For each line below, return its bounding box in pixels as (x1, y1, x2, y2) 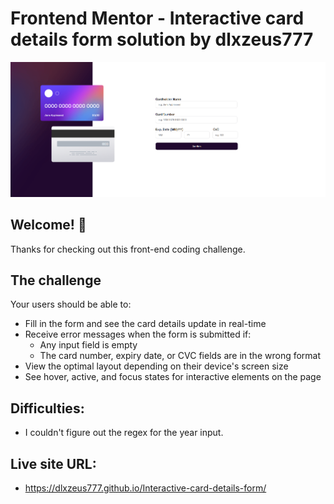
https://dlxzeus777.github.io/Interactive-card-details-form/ (24, 482, 267, 494)
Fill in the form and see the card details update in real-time (24, 318, 267, 330)
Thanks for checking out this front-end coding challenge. (10, 243, 246, 255)
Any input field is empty (39, 339, 138, 351)
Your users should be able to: (10, 298, 132, 311)
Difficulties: (10, 400, 85, 417)
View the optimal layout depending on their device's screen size (24, 360, 289, 372)
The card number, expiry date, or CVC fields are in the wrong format (39, 350, 322, 362)
